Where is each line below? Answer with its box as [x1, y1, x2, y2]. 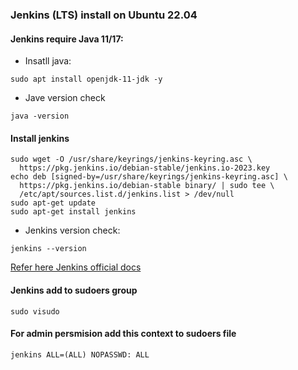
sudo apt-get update [10, 198, 97, 208]
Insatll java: [24, 55, 72, 67]
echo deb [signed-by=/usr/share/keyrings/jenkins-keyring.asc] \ [10, 172, 288, 182]
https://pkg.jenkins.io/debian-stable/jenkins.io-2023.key [19, 163, 271, 173]
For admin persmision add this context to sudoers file [10, 328, 237, 340]
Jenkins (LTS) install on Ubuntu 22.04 [10, 8, 198, 22]
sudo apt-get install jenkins [10, 207, 137, 217]
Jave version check [24, 92, 106, 104]
